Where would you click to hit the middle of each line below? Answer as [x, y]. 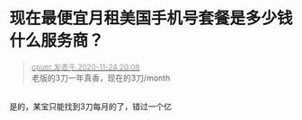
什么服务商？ [57, 41]
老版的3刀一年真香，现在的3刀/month [101, 78]
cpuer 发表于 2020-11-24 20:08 [85, 67]
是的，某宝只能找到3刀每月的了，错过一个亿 [91, 106]
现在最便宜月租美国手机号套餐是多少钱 [151, 18]
